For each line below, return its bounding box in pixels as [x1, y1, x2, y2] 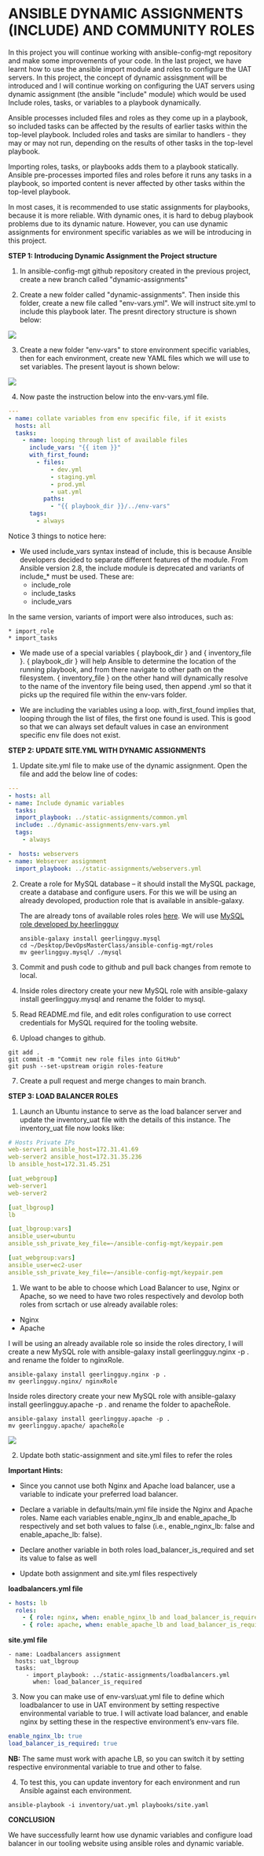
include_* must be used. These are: [19, 571, 134, 581]
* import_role [8, 627, 55, 635]
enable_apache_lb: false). [19, 1530, 103, 1539]
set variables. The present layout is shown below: [19, 362, 180, 371]
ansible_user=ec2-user [8, 1261, 82, 1269]
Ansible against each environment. [19, 1786, 132, 1795]
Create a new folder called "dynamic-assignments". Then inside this [19, 289, 240, 299]
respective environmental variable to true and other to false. [8, 1762, 202, 1772]
